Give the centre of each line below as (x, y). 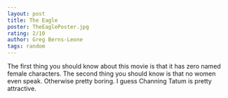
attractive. (22, 89)
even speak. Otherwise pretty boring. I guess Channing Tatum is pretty (109, 81)
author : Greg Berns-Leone (45, 40)
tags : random (26, 46)
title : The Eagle (33, 20)
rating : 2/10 (26, 33)
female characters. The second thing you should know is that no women (112, 73)
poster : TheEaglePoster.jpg (48, 27)
